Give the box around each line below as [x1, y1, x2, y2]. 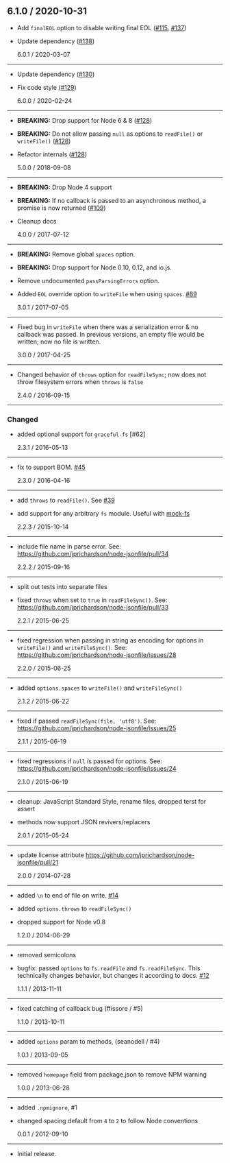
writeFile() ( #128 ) [16, 136, 71, 145]
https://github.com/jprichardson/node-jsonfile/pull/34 [16, 550, 169, 558]
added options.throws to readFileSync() [16, 904, 132, 913]
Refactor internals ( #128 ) [16, 150, 88, 158]
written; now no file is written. [16, 337, 101, 346]
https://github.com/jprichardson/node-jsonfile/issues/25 [16, 724, 177, 732]
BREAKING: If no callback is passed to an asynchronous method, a [16, 196, 207, 204]
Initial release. [16, 1150, 57, 1158]
